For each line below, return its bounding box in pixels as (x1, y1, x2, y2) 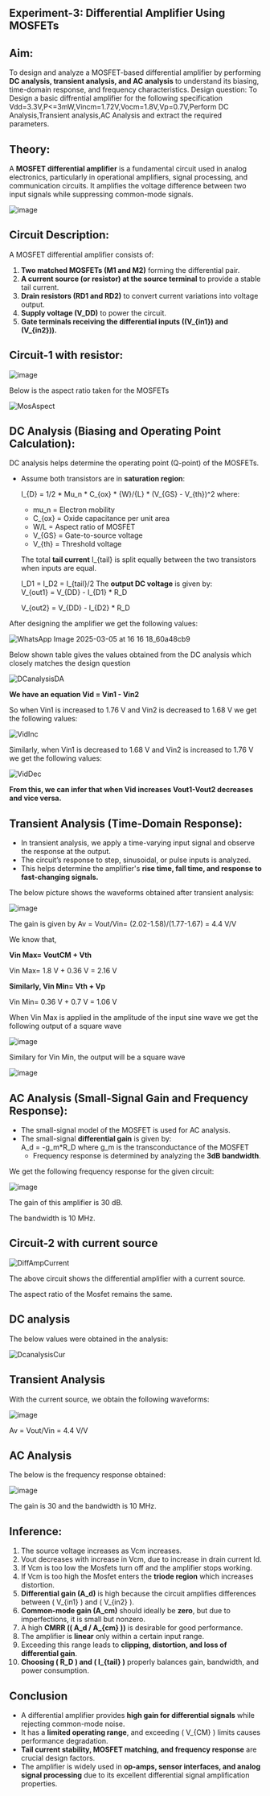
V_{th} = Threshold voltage (32, 539, 122, 549)
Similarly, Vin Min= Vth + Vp (9, 981, 106, 991)
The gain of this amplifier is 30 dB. (9, 1198, 123, 1208)
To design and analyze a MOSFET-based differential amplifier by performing (9, 68, 262, 77)
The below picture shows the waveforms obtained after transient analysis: (9, 888, 255, 898)
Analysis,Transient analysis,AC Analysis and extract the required (9, 110, 223, 120)
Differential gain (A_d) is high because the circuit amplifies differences (20, 1589, 256, 1599)
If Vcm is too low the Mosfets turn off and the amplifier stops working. (20, 1563, 252, 1573)
